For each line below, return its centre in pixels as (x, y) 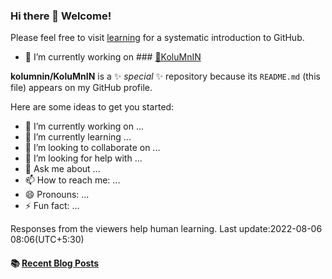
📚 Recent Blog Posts (55, 263)
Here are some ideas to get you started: (92, 107)
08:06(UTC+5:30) (47, 240)
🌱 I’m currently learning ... (78, 137)
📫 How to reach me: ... (72, 180)
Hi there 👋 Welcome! (61, 16)
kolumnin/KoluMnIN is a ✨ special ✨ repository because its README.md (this (165, 76)
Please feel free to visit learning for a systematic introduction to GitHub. (157, 38)
